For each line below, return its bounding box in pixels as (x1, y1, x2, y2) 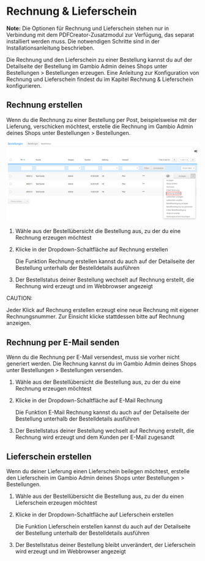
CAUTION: (6, 294, 32, 302)
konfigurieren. (6, 82, 42, 90)
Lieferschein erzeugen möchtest (15, 499, 97, 506)
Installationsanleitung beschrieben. (6, 44, 95, 52)
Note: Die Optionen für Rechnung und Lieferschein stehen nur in (6, 25, 170, 32)
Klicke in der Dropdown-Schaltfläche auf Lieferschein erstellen (15, 511, 174, 519)
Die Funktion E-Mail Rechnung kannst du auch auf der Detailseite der (15, 409, 190, 416)
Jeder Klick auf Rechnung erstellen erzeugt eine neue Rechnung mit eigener (6, 307, 199, 314)
